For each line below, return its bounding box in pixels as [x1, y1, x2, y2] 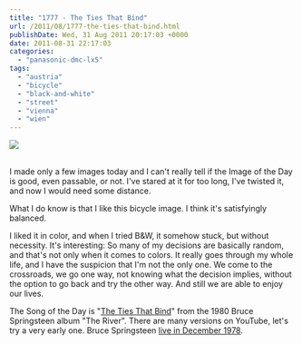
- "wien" [17, 114, 51, 123]
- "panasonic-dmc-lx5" [17, 55, 103, 64]
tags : [9, 64, 30, 74]
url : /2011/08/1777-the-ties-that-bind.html [9, 22, 180, 31]
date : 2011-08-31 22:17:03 [9, 38, 112, 48]
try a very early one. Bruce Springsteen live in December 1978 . [9, 325, 243, 336]
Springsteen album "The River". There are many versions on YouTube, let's [9, 315, 288, 327]
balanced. [9, 212, 47, 223]
